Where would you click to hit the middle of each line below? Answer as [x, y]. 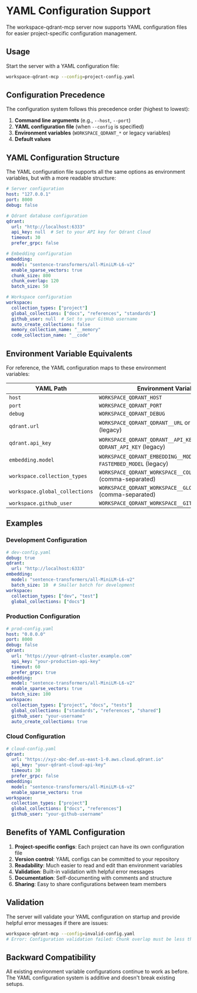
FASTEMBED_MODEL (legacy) [134, 463]
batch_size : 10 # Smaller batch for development [73, 585]
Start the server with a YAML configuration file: [63, 66]
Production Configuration [43, 617]
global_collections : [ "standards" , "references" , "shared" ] [86, 711]
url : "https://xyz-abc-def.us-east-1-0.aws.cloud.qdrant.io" [88, 760]
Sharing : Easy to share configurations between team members [91, 884]
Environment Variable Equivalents [69, 354]
